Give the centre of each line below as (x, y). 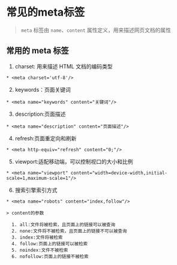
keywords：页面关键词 (43, 89)
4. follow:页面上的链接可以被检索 (50, 243)
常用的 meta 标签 (37, 51)
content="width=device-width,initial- (119, 173)
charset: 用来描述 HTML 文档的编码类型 (64, 66)
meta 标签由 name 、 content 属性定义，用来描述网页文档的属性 (96, 30)
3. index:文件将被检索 (37, 237)
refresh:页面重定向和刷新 (46, 138)
